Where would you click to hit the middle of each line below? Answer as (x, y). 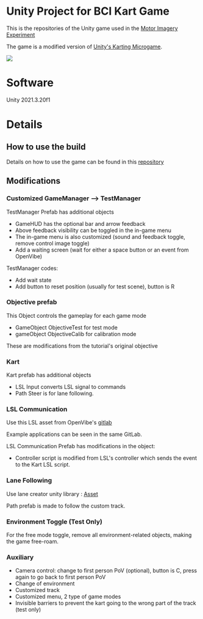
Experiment (21, 34)
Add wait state (33, 280)
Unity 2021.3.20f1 (28, 100)
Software (30, 83)
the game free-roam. (33, 542)
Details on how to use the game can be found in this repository (85, 162)
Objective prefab (32, 302)
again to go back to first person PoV (60, 577)
